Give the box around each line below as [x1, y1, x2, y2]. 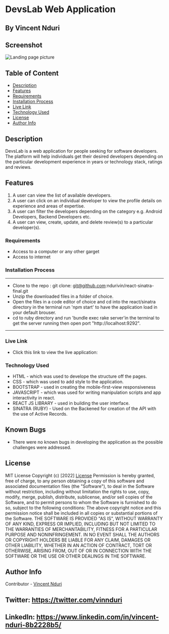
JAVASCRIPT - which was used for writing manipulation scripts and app [12, 389, 161, 395]
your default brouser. [12, 309, 56, 315]
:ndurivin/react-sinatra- [105, 283, 154, 289]
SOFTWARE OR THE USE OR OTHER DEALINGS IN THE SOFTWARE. [5, 553, 146, 559]
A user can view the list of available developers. [12, 192, 112, 198]
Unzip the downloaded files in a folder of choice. [12, 293, 114, 299]
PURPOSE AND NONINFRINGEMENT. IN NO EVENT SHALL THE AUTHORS [5, 531, 160, 537]
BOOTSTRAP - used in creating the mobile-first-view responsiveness [12, 384, 156, 390]
